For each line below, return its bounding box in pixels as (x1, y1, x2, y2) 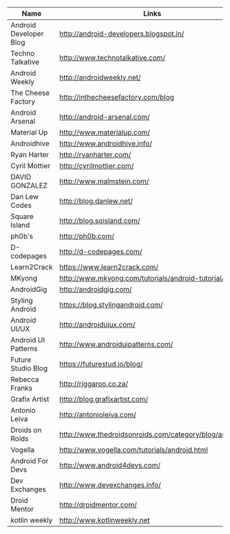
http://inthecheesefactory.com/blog (59, 93, 175, 102)
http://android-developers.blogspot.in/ (59, 29, 185, 38)
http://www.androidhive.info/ (59, 139, 153, 148)
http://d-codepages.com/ (59, 247, 142, 256)
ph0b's (10, 231, 34, 241)
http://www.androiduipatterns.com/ (59, 340, 173, 349)
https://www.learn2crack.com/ (59, 262, 159, 272)
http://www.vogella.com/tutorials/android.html (59, 445, 208, 454)
